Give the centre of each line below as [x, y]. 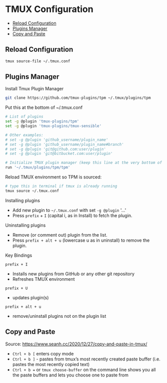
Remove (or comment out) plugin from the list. [60, 235]
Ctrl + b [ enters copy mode [43, 353]
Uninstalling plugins [25, 225]
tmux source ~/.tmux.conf [32, 191]
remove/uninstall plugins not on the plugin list [59, 316]
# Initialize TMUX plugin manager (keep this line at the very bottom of [84, 163]
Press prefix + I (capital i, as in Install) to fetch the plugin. [72, 215]
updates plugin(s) [30, 297]
